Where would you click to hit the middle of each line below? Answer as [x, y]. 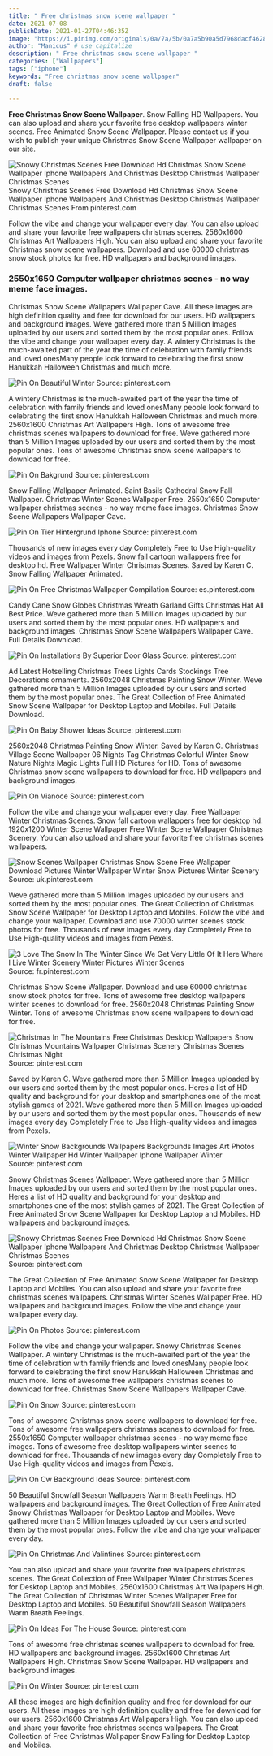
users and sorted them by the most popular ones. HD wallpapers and [124, 622]
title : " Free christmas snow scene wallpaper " [92, 16]
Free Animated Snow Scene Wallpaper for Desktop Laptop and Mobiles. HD [135, 1213]
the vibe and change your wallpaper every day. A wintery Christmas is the [132, 341]
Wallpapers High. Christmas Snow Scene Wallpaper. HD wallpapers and [128, 1661]
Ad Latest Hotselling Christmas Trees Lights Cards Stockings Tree [119, 671]
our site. [22, 149]
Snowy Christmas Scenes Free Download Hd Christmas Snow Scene [123, 190]
